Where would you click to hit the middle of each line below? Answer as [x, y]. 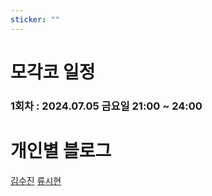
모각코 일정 [53, 72]
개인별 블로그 [61, 150]
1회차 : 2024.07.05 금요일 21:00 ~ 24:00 [106, 106]
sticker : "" [35, 19]
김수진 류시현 [36, 180]
